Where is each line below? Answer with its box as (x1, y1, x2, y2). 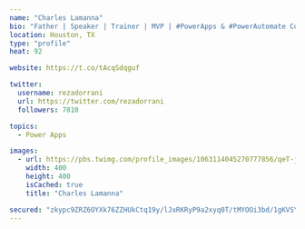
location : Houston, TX (9, 30, 95, 39)
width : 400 (25, 164, 67, 173)
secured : (9, 205, 43, 214)
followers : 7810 (17, 105, 79, 114)
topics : (9, 122, 39, 131)
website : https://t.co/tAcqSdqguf (9, 64, 141, 73)
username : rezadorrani (17, 88, 103, 97)
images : (9, 146, 39, 155)
